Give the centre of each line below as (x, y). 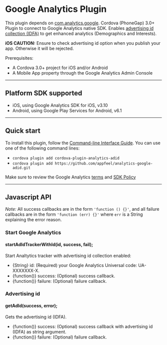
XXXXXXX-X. (26, 270)
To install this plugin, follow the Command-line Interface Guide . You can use (83, 143)
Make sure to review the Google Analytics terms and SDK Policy (71, 177)
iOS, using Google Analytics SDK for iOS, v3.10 (60, 105)
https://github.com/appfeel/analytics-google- (104, 163)
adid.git (21, 168)
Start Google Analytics (33, 233)
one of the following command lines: (42, 148)
